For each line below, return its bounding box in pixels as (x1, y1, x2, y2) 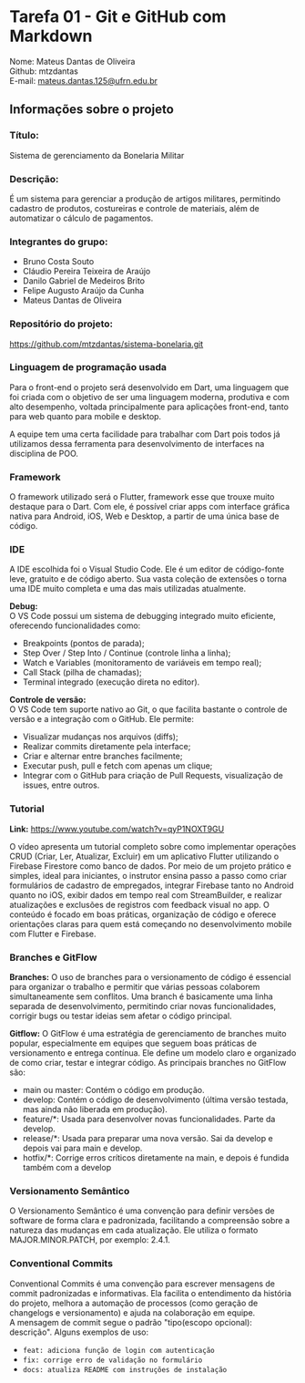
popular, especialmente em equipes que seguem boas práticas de (9, 1037, 258, 1048)
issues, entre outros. (22, 779, 100, 790)
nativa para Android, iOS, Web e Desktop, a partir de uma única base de (9, 511, 280, 521)
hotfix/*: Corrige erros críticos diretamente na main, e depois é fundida (22, 1152, 290, 1163)
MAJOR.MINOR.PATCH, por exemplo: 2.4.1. (9, 1234, 171, 1245)
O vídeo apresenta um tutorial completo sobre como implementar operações (9, 841, 297, 851)
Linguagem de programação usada (9, 361, 167, 374)
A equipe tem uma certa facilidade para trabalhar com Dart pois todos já (9, 428, 280, 439)
